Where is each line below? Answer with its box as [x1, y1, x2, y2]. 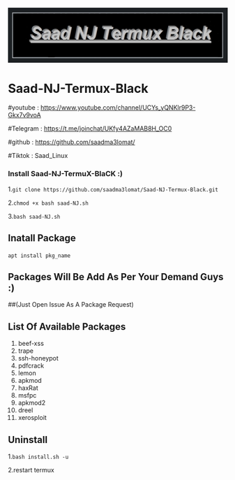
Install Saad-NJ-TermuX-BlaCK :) [8, 169, 123, 179]
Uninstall [8, 434, 48, 446]
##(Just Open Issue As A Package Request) [8, 300, 135, 309]
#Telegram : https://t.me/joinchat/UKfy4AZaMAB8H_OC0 [8, 124, 172, 133]
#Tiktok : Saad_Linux [8, 152, 68, 160]
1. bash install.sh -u [8, 452, 69, 460]
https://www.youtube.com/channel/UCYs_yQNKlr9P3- [40, 103, 196, 112]
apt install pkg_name [8, 252, 71, 259]
